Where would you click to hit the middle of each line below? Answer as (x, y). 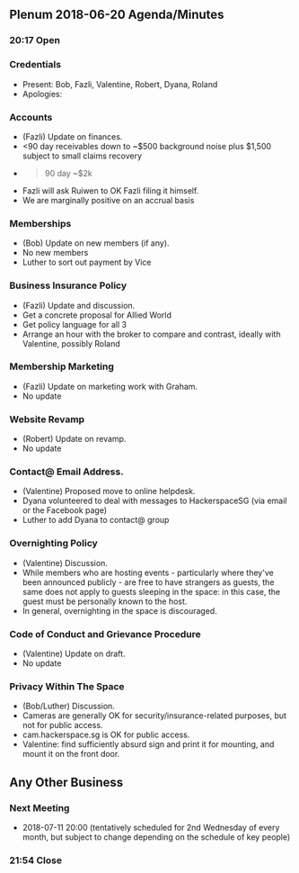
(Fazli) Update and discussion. (79, 305)
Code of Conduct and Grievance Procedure (105, 634)
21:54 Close (36, 860)
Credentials (35, 65)
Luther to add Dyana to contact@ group (96, 520)
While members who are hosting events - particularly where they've (148, 572)
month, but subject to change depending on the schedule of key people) (156, 837)
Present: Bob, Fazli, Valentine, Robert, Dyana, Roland (120, 84)
